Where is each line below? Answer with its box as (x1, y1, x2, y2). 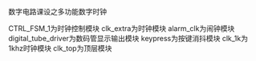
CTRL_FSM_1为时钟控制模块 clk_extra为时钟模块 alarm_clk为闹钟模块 (8, 24, 235, 33)
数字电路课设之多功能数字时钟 (8, 7, 107, 16)
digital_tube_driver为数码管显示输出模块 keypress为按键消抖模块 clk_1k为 (8, 34, 249, 43)
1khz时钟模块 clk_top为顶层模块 (8, 44, 112, 53)
